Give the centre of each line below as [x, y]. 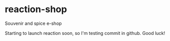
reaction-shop [36, 9]
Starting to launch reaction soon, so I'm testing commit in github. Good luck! [85, 33]
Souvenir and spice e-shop [33, 23]
